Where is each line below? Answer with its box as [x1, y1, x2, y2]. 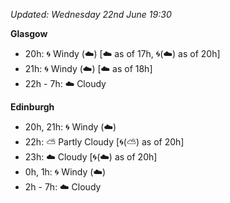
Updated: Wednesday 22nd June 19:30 [10, 9, 172, 20]
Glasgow [10, 28, 48, 39]
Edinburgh [10, 101, 55, 113]
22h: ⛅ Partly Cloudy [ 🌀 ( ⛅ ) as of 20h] [24, 136, 185, 148]
